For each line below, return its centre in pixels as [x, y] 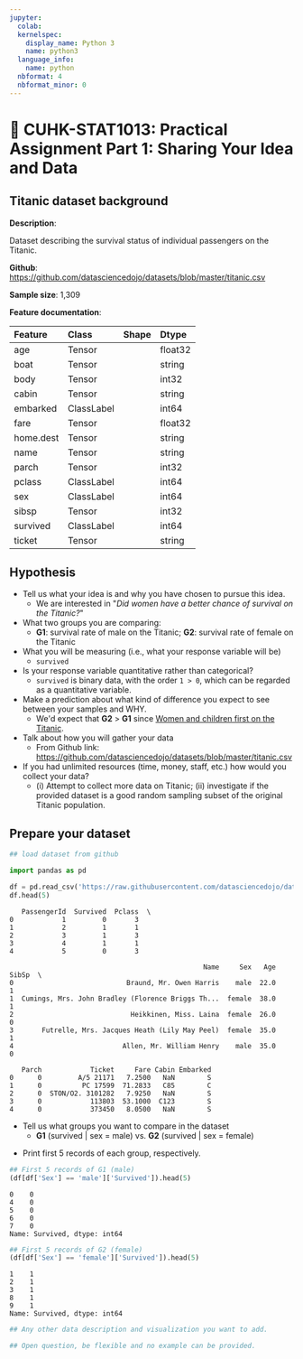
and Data [44, 168]
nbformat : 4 [40, 77]
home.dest [37, 437]
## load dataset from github [64, 854]
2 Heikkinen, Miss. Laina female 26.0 [143, 1014]
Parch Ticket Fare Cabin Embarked [116, 1070]
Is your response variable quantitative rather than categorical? [138, 671]
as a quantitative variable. [84, 690]
